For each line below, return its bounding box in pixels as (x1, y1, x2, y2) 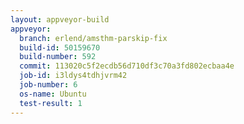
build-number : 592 (19, 52, 97, 62)
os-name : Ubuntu (19, 89, 87, 99)
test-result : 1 (19, 98, 83, 108)
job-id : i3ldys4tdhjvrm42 (19, 71, 128, 81)
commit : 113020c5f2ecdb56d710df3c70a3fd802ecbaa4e (19, 61, 235, 71)
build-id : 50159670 (19, 42, 101, 53)
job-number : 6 (19, 80, 78, 90)
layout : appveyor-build (10, 14, 110, 25)
